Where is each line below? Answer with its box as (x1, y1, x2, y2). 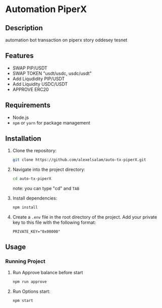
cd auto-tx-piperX (12, 176, 51, 181)
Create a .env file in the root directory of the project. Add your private (12, 214, 157, 220)
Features (5, 51, 34, 60)
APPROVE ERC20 (12, 86, 49, 92)
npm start (12, 298, 34, 303)
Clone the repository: (12, 148, 57, 154)
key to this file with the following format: (12, 219, 96, 225)
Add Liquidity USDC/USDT (12, 81, 68, 87)
